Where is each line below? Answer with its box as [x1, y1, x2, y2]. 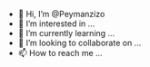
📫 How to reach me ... [17, 48, 103, 58]
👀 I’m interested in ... [17, 18, 95, 29]
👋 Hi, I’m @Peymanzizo [17, 9, 105, 19]
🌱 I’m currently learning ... [17, 28, 115, 38]
